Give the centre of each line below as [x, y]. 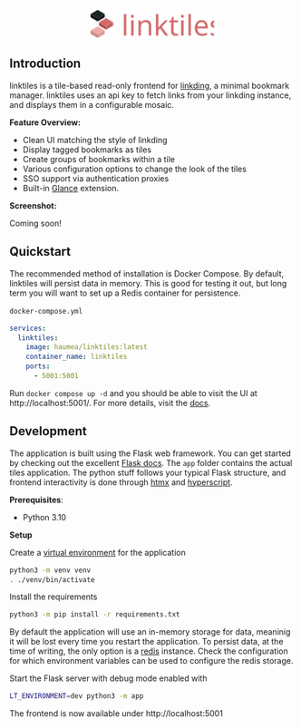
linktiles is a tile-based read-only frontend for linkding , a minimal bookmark [150, 85]
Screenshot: [33, 205]
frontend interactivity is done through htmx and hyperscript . [121, 482]
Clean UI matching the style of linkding [95, 140]
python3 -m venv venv [50, 570]
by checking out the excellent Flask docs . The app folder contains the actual [151, 462]
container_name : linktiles [77, 357]
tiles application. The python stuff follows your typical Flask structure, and [148, 472]
